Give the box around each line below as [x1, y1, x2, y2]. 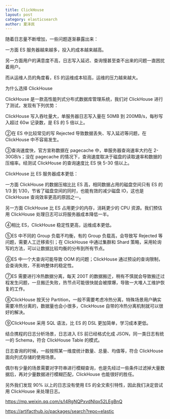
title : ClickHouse [5, 7, 44, 13]
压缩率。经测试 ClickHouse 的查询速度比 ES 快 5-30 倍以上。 [5, 160, 133, 166]
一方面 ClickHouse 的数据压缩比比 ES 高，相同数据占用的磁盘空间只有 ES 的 [5, 182, 163, 188]
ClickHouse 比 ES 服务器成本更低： [5, 171, 78, 177]
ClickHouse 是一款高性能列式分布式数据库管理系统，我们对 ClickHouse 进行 [5, 96, 163, 102]
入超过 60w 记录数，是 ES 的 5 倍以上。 [5, 119, 88, 125]
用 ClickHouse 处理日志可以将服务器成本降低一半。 [5, 211, 112, 218]
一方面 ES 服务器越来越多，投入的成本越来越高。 [5, 47, 107, 53]
